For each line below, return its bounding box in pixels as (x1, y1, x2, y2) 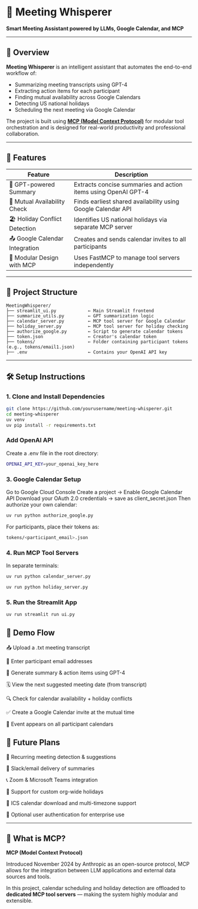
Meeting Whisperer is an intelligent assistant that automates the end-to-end (6, 63, 192, 70)
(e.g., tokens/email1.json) (6, 344, 75, 350)
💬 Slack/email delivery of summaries (6, 765, 95, 772)
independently (73, 261, 114, 269)
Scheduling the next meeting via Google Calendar (14, 106, 136, 113)
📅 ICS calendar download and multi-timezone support (6, 799, 137, 806)
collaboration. (6, 130, 39, 137)
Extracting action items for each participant (14, 87, 120, 94)
